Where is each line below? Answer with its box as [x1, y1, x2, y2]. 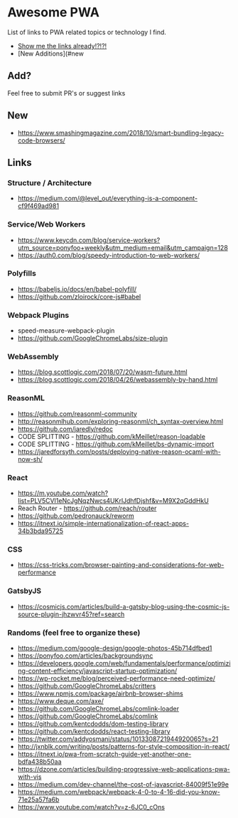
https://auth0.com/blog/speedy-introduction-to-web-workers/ [17, 251, 200, 259]
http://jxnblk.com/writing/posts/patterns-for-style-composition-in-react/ [17, 742, 230, 750]
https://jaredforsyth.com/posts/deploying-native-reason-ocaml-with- [17, 447, 222, 456]
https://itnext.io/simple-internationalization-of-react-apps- [17, 519, 190, 528]
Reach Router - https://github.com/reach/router [17, 504, 157, 513]
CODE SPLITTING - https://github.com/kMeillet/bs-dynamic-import [17, 440, 215, 448]
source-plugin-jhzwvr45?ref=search [17, 610, 125, 618]
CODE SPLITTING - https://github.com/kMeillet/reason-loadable [17, 432, 206, 440]
